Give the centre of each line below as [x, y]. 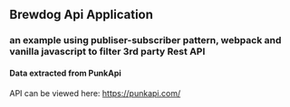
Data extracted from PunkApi [66, 73]
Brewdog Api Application [82, 15]
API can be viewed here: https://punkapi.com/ [95, 93]
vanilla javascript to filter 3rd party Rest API [107, 51]
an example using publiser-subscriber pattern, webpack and [145, 40]
